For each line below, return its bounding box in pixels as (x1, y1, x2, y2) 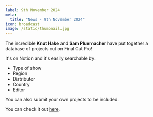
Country (12, 82, 30, 88)
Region (12, 70, 28, 76)
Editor (12, 87, 25, 93)
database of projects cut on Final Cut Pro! (5, 46, 93, 52)
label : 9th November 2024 (5, 7, 60, 13)
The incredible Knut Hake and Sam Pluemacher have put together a (5, 40, 148, 46)
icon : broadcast (5, 21, 40, 27)
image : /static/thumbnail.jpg (5, 26, 70, 31)
